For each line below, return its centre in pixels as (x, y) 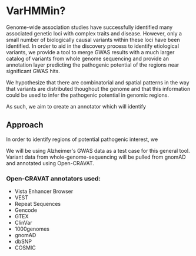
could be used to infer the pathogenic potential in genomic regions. (88, 95)
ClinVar (23, 223)
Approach (25, 125)
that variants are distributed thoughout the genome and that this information (98, 88)
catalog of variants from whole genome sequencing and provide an (88, 58)
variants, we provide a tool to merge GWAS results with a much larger (90, 52)
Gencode (26, 210)
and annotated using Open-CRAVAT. (50, 163)
